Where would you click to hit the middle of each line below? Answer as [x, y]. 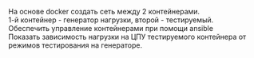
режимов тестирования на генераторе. [75, 45]
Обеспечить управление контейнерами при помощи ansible [111, 28]
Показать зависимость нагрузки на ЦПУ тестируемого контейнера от [127, 37]
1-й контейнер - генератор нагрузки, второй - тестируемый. [111, 20]
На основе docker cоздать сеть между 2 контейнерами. [104, 12]
